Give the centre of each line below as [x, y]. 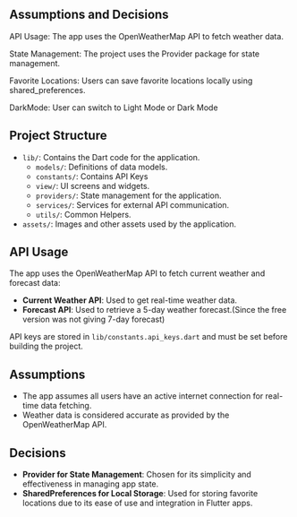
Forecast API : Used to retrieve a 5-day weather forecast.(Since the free [154, 310]
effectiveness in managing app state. [90, 484]
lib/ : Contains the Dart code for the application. [111, 157]
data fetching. [66, 406]
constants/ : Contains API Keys [92, 176]
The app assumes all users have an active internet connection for [143, 396]
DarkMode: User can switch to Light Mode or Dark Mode [114, 108]
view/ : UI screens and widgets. [93, 185]
